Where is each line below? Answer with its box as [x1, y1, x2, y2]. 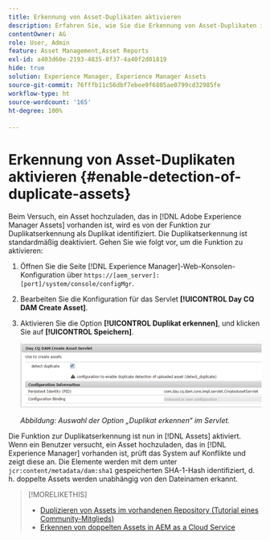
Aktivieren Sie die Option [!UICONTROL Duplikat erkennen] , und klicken [19, 318, 260, 328]
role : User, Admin [8, 39, 70, 47]
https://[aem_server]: [84, 272, 161, 280]
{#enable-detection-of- [80, 168, 242, 186]
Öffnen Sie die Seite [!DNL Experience [19, 262, 147, 272]
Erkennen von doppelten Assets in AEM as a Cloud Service [39, 522, 235, 532]
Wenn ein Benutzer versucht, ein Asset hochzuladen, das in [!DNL [8, 440, 227, 450]
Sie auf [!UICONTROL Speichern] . [19, 327, 134, 337]
